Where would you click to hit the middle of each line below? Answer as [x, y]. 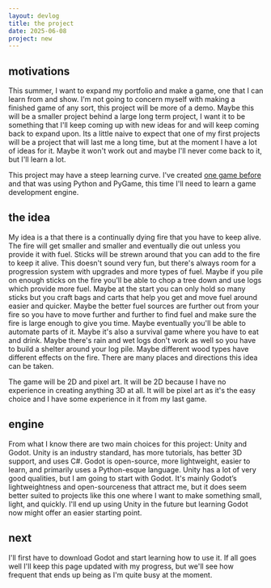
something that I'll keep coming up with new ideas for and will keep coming [134, 125]
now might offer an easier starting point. [75, 512]
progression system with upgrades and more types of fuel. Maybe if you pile [136, 271]
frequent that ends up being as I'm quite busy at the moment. [110, 574]
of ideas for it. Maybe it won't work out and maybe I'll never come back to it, [135, 151]
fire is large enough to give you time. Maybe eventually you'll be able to [127, 323]
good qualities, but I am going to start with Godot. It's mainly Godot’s [123, 478]
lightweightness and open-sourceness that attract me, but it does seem [127, 487]
